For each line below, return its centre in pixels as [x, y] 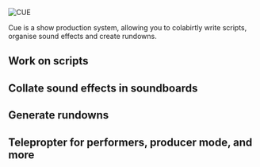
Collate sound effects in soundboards [103, 88]
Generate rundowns [59, 115]
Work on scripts [48, 61]
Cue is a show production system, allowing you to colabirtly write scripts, [128, 27]
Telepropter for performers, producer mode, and [130, 142]
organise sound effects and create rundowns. [82, 36]
